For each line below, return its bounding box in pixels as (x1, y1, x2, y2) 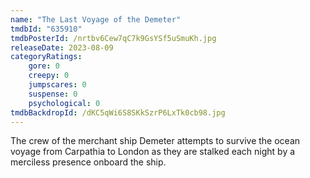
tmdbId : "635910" (10, 24, 83, 34)
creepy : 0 (28, 71, 70, 81)
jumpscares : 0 (28, 80, 87, 90)
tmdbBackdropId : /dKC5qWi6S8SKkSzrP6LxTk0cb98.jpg (10, 107, 226, 118)
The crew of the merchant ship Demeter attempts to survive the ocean (10, 135, 301, 147)
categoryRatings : (10, 52, 83, 62)
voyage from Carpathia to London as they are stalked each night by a (10, 146, 296, 158)
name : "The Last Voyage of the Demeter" (10, 14, 182, 25)
